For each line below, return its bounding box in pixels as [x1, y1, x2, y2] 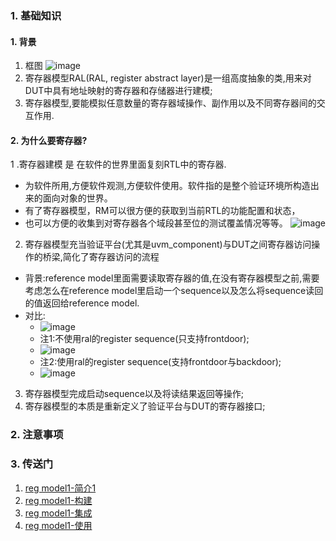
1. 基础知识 [10, 8, 62, 22]
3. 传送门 [10, 457, 54, 471]
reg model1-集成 [24, 507, 93, 519]
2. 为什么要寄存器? [10, 134, 88, 146]
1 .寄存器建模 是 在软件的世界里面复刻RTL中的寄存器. [10, 158, 227, 171]
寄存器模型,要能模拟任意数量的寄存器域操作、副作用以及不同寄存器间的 [24, 97, 317, 109]
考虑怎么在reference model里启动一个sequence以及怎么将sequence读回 [24, 285, 324, 297]
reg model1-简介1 [24, 482, 97, 494]
